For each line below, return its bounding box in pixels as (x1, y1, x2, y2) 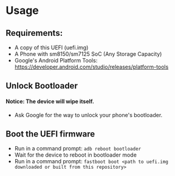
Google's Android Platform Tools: (14, 57, 98, 64)
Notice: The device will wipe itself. (5, 98, 95, 105)
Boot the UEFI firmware (5, 129, 95, 139)
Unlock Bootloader (5, 81, 78, 91)
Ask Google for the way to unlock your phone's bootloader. (14, 111, 163, 118)
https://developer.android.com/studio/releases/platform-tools (14, 63, 169, 70)
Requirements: (5, 28, 63, 38)
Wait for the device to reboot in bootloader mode (14, 151, 137, 158)
